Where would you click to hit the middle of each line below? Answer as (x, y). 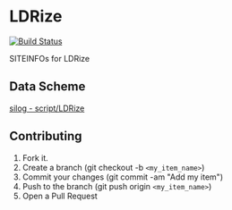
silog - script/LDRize (47, 108)
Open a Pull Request (60, 196)
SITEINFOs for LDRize (50, 58)
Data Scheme (47, 87)
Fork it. (35, 157)
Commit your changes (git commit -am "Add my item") (123, 177)
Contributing (46, 136)
